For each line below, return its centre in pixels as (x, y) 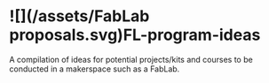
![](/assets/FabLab (79, 16)
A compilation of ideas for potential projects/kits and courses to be (131, 59)
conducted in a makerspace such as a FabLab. (95, 69)
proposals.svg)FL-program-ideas (135, 35)
